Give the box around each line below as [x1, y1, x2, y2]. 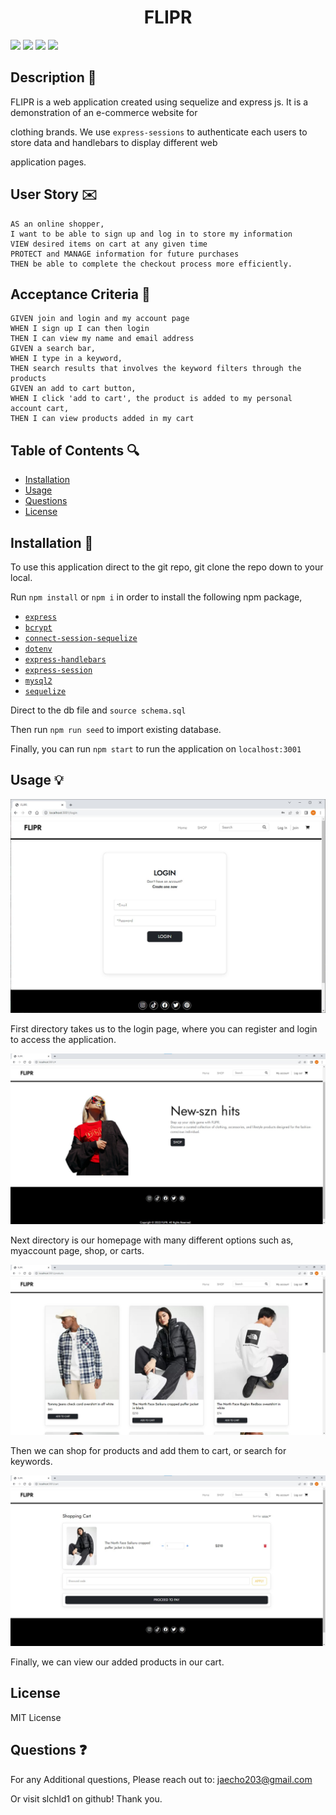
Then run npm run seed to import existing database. [10, 724, 222, 735]
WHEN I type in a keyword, [10, 354, 123, 364]
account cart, [10, 404, 70, 414]
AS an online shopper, [10, 219, 105, 229]
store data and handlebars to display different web [10, 136, 218, 148]
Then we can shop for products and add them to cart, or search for [10, 1445, 287, 1457]
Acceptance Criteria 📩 [10, 286, 151, 303]
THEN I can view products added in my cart [10, 414, 195, 424]
